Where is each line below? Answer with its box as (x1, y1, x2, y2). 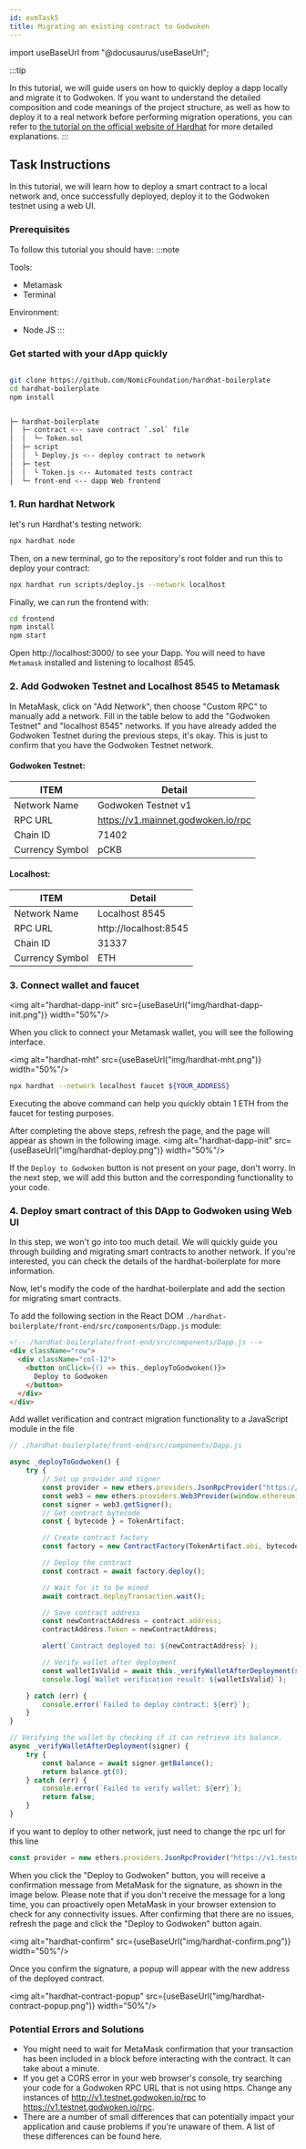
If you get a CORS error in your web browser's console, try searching (22, 2072, 282, 2083)
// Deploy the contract (42, 1558, 132, 1568)
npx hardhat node (9, 536, 76, 545)
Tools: (9, 262, 33, 272)
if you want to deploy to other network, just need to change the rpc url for (9, 1825, 286, 1836)
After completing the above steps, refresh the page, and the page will (9, 1126, 270, 1136)
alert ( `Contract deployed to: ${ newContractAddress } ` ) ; (42, 1641, 259, 1650)
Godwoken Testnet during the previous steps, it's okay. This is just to (9, 730, 269, 741)
